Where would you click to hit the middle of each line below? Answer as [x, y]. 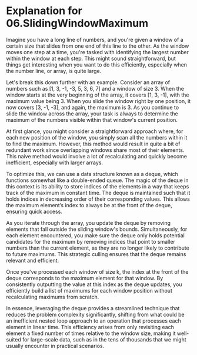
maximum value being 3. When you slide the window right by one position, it [98, 101]
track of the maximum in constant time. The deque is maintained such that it [98, 193]
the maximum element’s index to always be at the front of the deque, [89, 205]
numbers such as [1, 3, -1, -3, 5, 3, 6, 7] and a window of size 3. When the [95, 88]
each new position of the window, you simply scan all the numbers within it [97, 137]
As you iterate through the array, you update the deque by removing [89, 223]
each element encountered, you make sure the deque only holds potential [96, 235]
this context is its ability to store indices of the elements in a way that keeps [98, 186]
